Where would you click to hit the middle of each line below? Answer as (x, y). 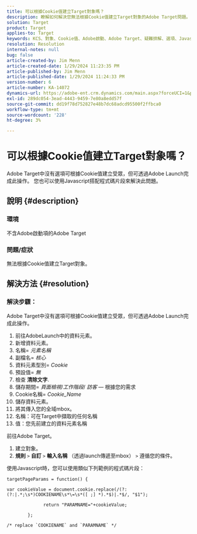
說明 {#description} (43, 201)
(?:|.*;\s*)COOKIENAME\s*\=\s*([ (47, 494)
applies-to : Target (30, 33)
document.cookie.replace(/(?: (90, 489)
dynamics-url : (24, 93)
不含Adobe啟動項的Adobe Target (46, 233)
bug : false (20, 55)
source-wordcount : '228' (37, 115)
